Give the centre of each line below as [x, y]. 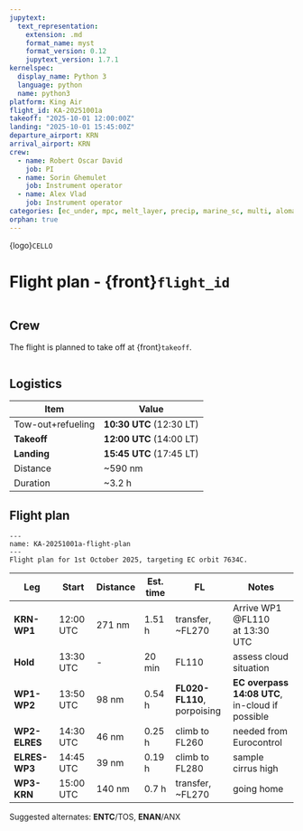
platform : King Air [46, 102]
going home [258, 789]
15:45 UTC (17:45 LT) [151, 454]
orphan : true [34, 219]
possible [251, 717]
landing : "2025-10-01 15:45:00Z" [72, 127]
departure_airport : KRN [54, 136]
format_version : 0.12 [66, 52]
